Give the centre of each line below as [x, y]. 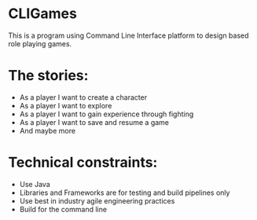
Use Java [35, 184]
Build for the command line [63, 209]
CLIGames [42, 14]
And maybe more [48, 130]
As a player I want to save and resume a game [94, 122]
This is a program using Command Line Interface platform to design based [128, 35]
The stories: [48, 76]
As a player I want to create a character [83, 97]
